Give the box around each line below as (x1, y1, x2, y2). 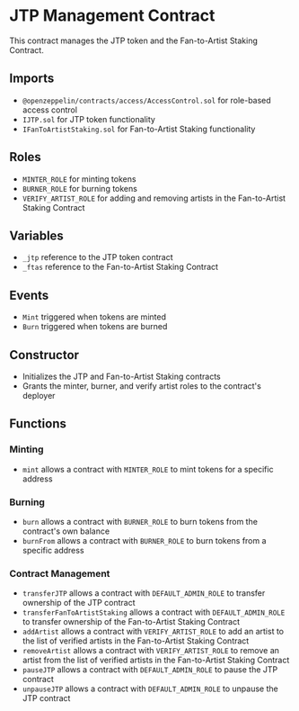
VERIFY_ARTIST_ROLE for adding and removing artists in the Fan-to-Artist (22, 193, 286, 203)
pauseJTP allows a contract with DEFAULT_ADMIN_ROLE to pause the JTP (22, 664, 278, 675)
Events (9, 287, 49, 302)
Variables (9, 228, 65, 243)
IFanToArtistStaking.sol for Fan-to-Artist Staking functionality (22, 123, 256, 134)
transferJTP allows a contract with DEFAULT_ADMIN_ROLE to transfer (22, 588, 266, 598)
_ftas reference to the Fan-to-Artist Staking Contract (22, 262, 218, 273)
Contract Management (9, 567, 110, 580)
